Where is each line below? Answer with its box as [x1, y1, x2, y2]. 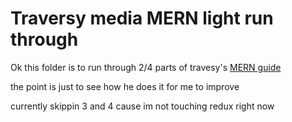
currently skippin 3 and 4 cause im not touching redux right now [10, 100, 275, 112]
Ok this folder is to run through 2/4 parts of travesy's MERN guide [10, 61, 282, 73]
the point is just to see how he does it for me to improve [10, 80, 240, 92]
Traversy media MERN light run [10, 7, 274, 30]
